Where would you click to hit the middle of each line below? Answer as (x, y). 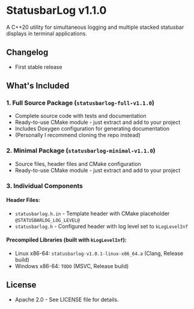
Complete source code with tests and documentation (80, 116)
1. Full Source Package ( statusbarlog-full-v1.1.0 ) (80, 103)
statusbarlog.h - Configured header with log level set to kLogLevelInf (101, 226)
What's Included (38, 86)
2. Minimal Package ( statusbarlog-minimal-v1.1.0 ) (81, 151)
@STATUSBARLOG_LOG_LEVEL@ (47, 220)
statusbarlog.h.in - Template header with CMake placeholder (92, 213)
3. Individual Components (44, 186)
